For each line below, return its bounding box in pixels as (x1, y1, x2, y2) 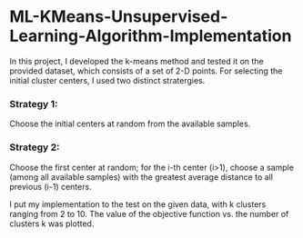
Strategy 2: (9, 141, 61, 154)
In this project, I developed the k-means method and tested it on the (9, 55, 264, 66)
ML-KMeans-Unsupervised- (9, 6, 228, 27)
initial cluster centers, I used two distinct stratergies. (9, 74, 206, 85)
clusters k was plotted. (9, 218, 95, 229)
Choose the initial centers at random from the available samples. (9, 118, 251, 129)
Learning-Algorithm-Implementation (9, 25, 292, 46)
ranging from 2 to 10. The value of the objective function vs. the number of (9, 208, 289, 219)
